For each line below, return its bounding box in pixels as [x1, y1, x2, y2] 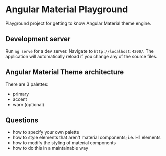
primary [12, 91, 29, 97]
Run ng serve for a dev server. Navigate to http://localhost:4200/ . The [5, 48, 154, 54]
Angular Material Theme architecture [5, 68, 124, 76]
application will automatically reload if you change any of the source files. [5, 53, 157, 59]
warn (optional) [12, 101, 44, 107]
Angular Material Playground [5, 4, 128, 15]
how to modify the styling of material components [12, 140, 116, 146]
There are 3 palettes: [5, 81, 49, 87]
